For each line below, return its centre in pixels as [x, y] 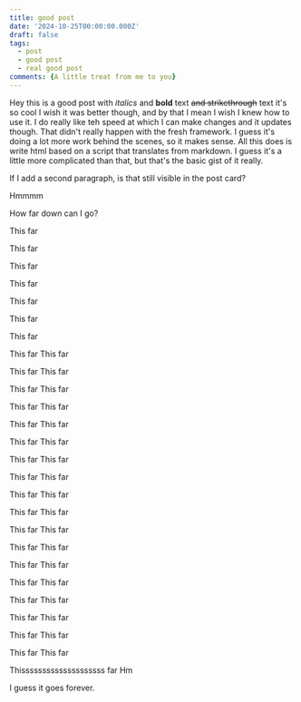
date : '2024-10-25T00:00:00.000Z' [75, 26]
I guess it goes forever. [52, 687]
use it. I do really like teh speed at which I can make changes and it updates [150, 122]
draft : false [34, 34]
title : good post [42, 18]
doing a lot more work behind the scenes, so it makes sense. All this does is [151, 141]
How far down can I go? [54, 213]
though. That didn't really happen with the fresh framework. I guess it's [142, 132]
